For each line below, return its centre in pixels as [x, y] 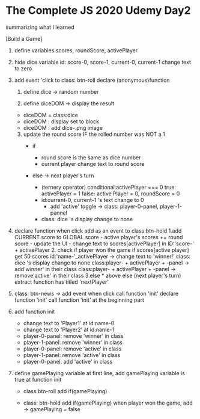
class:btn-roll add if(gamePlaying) [65, 391]
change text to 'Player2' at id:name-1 [69, 329]
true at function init [38, 379]
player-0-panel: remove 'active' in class [72, 349]
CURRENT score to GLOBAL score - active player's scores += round [98, 237]
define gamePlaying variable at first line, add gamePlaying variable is [100, 373]
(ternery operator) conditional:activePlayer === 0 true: [109, 187]
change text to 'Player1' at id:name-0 [69, 323]
